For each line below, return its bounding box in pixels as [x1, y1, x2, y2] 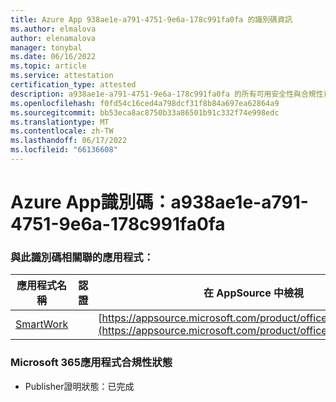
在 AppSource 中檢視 [203, 286, 305, 300]
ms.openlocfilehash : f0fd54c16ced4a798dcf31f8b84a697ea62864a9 [10, 98, 280, 108]
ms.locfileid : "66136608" [10, 145, 118, 155]
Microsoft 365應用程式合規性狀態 [10, 356, 173, 370]
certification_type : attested [10, 80, 137, 90]
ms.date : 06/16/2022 [10, 52, 97, 62]
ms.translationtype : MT [10, 117, 110, 127]
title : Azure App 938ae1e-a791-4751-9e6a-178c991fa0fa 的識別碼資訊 [10, 14, 293, 25]
